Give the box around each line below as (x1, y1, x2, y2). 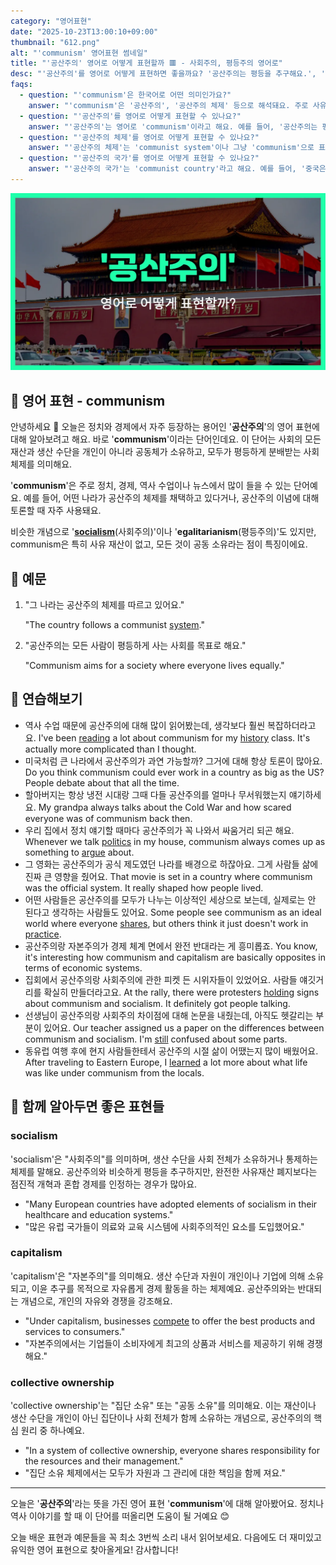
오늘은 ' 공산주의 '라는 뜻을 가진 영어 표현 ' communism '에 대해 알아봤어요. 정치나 (10, 1498, 325, 1510)
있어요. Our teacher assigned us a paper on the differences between (43, 1021, 325, 1034)
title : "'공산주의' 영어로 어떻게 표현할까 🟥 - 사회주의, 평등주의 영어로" (10, 58, 283, 69)
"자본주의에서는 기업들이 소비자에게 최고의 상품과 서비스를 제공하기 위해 (24, 1337, 305, 1349)
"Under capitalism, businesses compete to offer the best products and (24, 1315, 315, 1327)
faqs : (10, 80, 33, 90)
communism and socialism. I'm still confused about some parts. (24, 1033, 288, 1045)
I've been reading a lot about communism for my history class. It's (38, 731, 311, 744)
